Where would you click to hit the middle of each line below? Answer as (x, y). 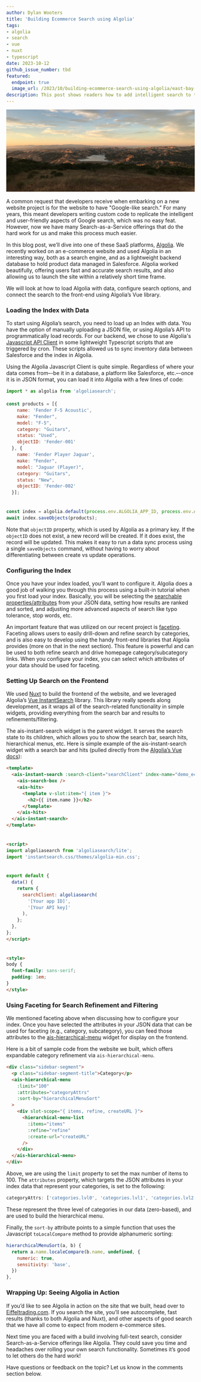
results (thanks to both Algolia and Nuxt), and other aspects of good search (99, 1318)
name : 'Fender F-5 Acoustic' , (55, 410)
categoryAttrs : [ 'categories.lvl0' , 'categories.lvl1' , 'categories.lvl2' (101, 1198)
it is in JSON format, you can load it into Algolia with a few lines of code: (95, 380)
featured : (19, 76)
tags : (13, 25)
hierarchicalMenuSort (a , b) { (44, 1245)
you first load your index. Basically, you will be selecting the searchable (94, 596)
